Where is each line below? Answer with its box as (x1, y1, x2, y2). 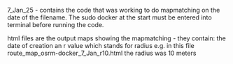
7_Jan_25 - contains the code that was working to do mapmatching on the (7, 6, 220, 14)
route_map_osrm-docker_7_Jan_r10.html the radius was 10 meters (7, 49, 197, 57)
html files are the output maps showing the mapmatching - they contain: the (7, 34, 226, 42)
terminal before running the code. (7, 21, 104, 29)
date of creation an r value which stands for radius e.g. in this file (7, 42, 195, 49)
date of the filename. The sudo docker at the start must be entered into (7, 13, 212, 22)
